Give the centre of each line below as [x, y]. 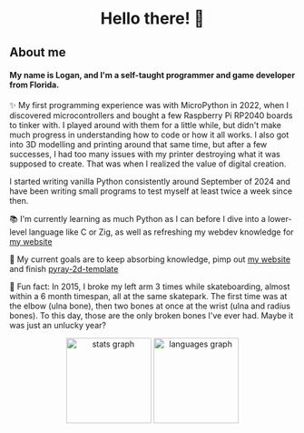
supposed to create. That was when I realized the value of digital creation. [148, 164]
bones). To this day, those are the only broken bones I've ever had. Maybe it [152, 315]
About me [38, 52]
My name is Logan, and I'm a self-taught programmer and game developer [152, 76]
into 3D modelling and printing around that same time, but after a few [138, 144]
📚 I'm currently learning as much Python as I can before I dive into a [137, 218]
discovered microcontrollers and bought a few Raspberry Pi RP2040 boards [151, 115]
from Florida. [34, 85]
